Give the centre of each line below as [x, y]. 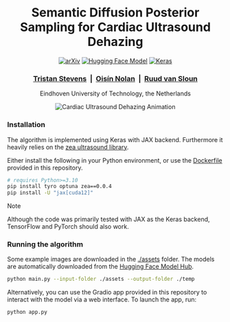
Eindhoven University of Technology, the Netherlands [115, 93]
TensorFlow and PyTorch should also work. [68, 227]
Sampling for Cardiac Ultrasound [115, 27]
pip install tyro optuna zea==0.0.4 [59, 187]
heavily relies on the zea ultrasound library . [68, 147]
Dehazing [115, 42]
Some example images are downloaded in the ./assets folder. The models [111, 260]
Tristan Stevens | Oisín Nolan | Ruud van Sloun [115, 78]
